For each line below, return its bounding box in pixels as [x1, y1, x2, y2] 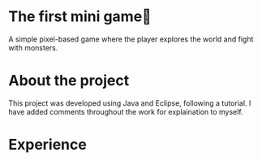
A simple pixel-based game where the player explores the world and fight [8, 34, 254, 44]
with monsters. [8, 42, 58, 52]
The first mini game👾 [8, 7, 152, 26]
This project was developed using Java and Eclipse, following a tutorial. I [8, 98, 251, 108]
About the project [8, 72, 130, 90]
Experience [8, 136, 87, 154]
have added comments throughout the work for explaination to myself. [8, 107, 243, 116]
